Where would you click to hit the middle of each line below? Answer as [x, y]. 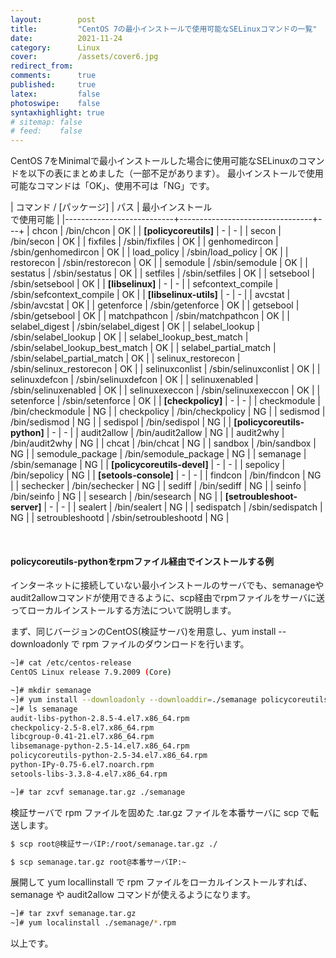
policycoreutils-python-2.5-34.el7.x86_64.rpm [109, 756]
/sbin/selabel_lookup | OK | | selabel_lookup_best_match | [129, 337]
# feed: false [46, 131]
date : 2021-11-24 [66, 38]
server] [26, 507]
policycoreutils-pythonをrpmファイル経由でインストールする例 [142, 561]
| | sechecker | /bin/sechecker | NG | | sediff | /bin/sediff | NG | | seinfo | [158, 486]
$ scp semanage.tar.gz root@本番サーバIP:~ [98, 862]
